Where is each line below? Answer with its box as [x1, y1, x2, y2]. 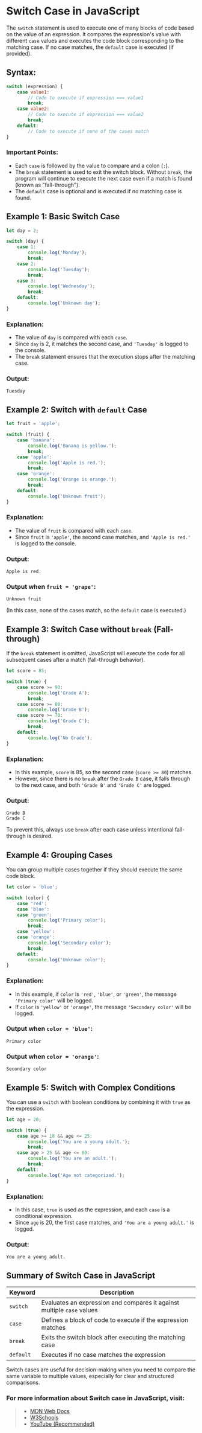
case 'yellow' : [17, 929, 55, 935]
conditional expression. [14, 1212, 73, 1219]
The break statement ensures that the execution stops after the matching [14, 353, 195, 361]
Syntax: [6, 68, 36, 78]
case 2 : [17, 261, 36, 267]
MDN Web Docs [29, 1408, 70, 1415]
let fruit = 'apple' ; [6, 421, 61, 427]
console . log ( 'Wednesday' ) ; [28, 283, 96, 289]
